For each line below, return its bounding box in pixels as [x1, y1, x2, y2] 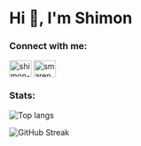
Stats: [9, 89, 35, 101]
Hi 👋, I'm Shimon [9, 8, 133, 28]
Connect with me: [9, 40, 88, 53]
